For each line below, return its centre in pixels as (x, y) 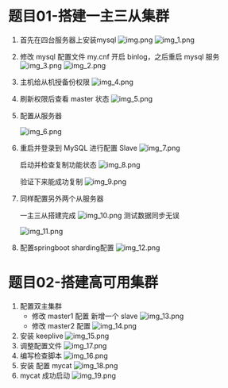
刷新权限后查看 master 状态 (64, 98)
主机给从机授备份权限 (54, 82)
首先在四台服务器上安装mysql (68, 40)
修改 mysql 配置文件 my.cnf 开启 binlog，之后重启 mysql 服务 (120, 56)
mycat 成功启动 (44, 375)
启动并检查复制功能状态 (58, 164)
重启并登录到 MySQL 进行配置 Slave (78, 148)
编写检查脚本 (41, 355)
